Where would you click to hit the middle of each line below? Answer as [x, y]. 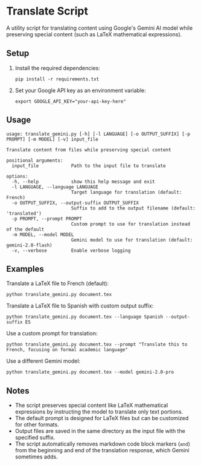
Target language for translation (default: [126, 192]
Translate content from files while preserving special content [89, 150]
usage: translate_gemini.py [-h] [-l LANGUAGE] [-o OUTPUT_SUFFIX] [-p [98, 134]
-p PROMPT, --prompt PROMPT [47, 219]
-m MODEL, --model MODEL [43, 234]
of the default [25, 229]
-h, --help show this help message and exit [83, 182]
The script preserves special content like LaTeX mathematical [91, 405]
